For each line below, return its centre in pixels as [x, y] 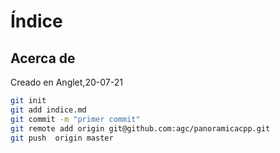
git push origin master [62, 138]
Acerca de [43, 58]
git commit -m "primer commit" [75, 119]
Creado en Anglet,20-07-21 [66, 82]
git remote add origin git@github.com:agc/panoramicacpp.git [140, 128]
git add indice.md [48, 110]
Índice [36, 21]
